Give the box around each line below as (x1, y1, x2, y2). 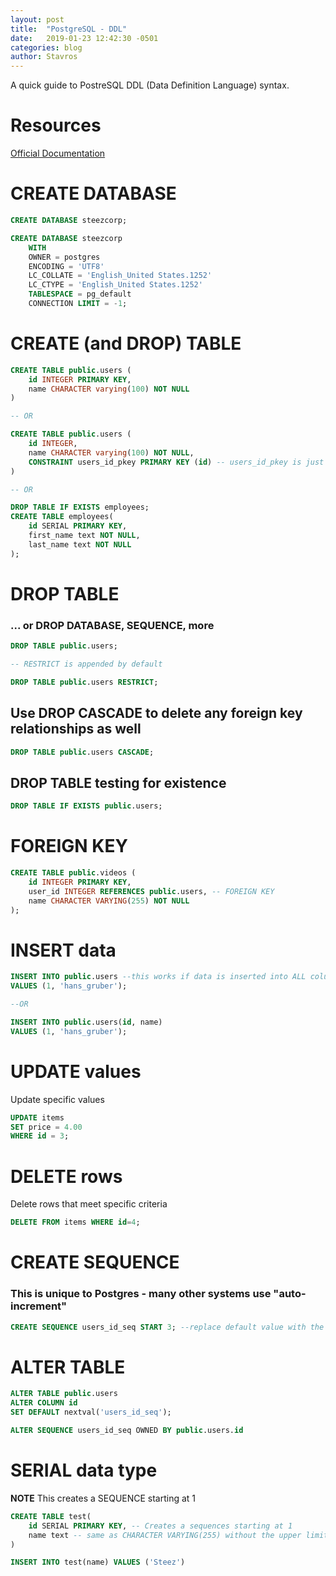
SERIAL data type (10, 1459, 158, 1482)
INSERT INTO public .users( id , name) (10, 1017, 163, 1028)
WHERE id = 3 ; (10, 1131, 70, 1141)
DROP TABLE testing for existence (10, 774, 227, 791)
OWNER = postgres (28, 252, 101, 262)
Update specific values (10, 1093, 105, 1105)
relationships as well (10, 721, 142, 738)
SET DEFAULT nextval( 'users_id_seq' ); (10, 1407, 172, 1418)
